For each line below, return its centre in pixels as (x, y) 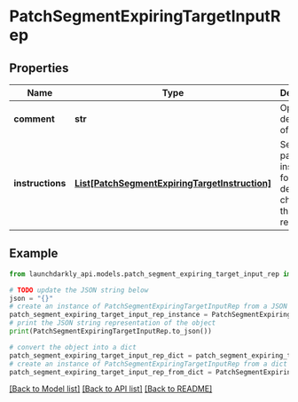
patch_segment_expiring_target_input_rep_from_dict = (111, 372)
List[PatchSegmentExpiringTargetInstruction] (173, 183)
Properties (39, 68)
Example (34, 253)
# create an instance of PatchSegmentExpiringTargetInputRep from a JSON (149, 307)
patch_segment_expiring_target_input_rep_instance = (109, 315)
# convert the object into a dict (73, 347)
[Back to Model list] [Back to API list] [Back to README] (111, 389)
